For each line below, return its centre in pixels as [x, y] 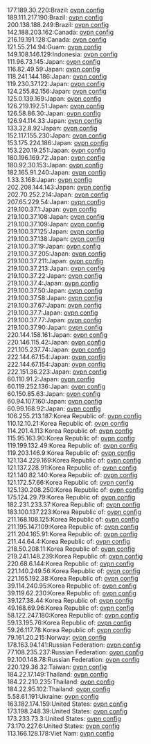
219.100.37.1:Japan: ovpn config [52, 209]
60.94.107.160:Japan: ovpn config [55, 401]
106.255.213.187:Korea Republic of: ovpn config [74, 416]
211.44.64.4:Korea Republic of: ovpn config [69, 542]
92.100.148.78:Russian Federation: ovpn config [73, 660]
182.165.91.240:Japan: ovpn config [56, 172]
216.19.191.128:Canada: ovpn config [57, 40]
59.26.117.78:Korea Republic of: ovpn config [69, 630]
